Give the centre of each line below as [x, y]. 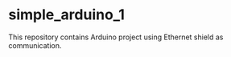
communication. [35, 45]
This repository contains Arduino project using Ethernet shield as [116, 37]
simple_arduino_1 [66, 15]
